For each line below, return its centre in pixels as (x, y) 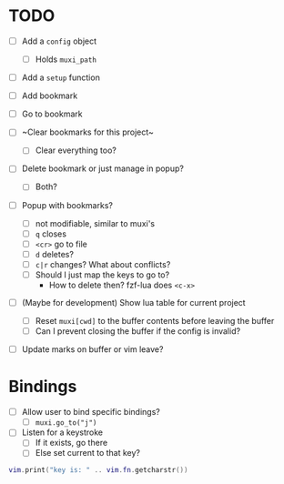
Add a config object (59, 41)
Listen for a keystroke (62, 432)
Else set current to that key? (87, 453)
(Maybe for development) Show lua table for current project (134, 302)
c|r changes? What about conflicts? (103, 264)
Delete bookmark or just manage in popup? (102, 168)
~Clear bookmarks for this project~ (87, 132)
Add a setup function (61, 77)
